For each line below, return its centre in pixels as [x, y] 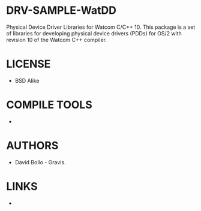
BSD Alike [27, 80]
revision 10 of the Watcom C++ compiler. [56, 40]
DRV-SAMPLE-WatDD [61, 10]
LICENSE [28, 64]
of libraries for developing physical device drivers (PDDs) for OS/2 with [94, 33]
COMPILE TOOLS [49, 105]
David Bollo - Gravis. [40, 162]
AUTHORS [32, 146]
